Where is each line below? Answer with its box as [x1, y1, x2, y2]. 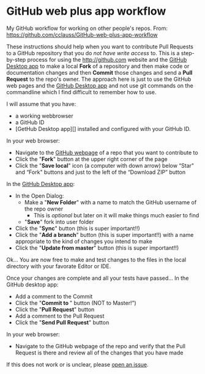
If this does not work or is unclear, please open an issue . [6, 361, 149, 368]
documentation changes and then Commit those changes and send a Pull [6, 69, 193, 76]
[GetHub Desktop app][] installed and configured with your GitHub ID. [15, 125, 191, 132]
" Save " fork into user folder [24, 218, 94, 225]
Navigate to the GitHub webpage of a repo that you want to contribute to [15, 149, 198, 156]
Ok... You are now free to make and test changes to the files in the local [6, 256, 187, 263]
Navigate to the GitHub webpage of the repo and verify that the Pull [15, 342, 185, 350]
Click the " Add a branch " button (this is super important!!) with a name [15, 231, 194, 238]
